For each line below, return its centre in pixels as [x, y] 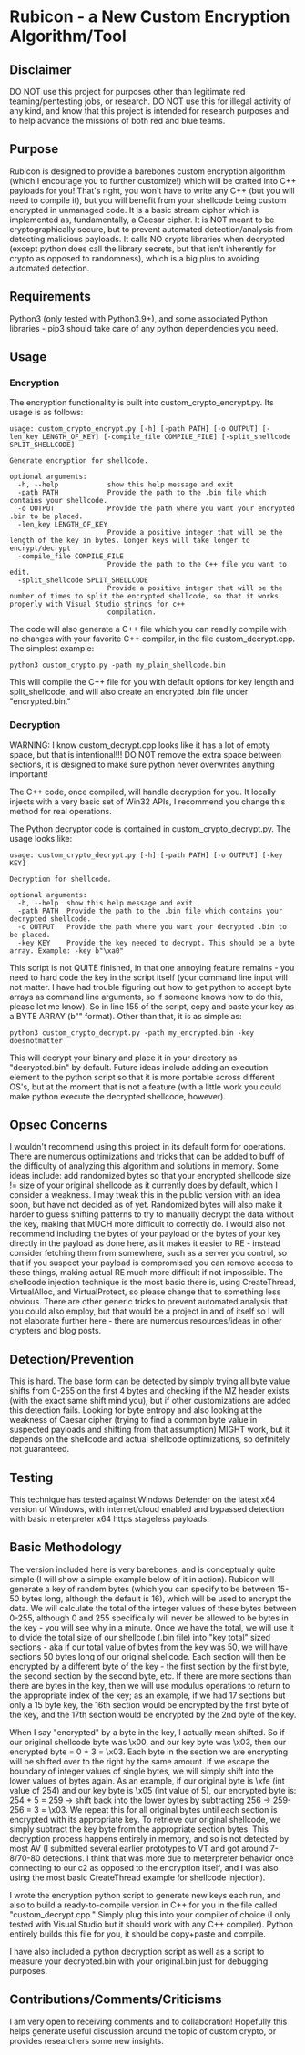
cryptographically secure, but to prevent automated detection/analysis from [152, 229]
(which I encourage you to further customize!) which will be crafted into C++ [153, 180]
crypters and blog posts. [56, 1331]
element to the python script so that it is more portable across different [142, 1077]
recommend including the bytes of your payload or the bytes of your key [145, 1234]
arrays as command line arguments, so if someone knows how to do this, [147, 997]
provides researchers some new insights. [86, 2040]
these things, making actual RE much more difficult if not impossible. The [147, 1273]
